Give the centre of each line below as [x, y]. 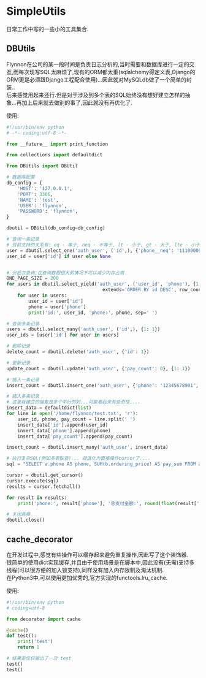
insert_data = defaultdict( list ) [49, 408]
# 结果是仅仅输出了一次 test [39, 658]
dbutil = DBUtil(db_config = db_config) [56, 228]
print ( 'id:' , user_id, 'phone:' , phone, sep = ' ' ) [93, 313]
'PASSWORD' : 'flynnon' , [48, 211]
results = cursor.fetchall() [44, 486]
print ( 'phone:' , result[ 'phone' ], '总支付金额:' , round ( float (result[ [107, 503]
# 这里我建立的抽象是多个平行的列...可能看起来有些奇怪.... [74, 402]
